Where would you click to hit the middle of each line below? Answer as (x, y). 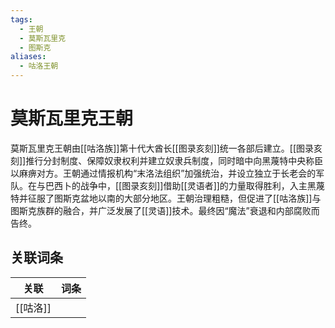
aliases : (28, 57)
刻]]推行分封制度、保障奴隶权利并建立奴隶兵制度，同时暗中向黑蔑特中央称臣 (167, 160)
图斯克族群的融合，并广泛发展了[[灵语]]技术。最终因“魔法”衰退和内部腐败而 (165, 210)
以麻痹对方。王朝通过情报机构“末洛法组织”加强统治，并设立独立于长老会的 (163, 173)
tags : (21, 19)
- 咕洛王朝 (39, 66)
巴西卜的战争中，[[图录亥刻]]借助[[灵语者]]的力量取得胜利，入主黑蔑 (184, 185)
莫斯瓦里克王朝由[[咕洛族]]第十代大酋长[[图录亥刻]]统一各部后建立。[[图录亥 (166, 148)
